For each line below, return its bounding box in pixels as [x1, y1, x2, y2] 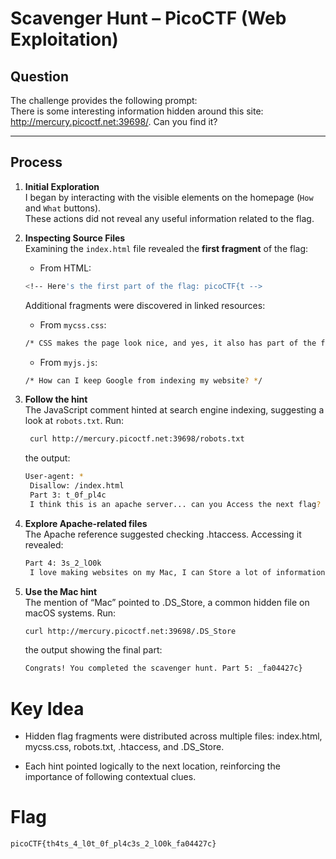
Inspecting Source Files [24, 232, 126, 244]
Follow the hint [24, 393, 88, 406]
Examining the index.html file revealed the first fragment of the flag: [24, 242, 309, 254]
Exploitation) [10, 28, 119, 51]
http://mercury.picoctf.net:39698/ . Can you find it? [10, 116, 218, 127]
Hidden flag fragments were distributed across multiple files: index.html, [24, 730, 323, 742]
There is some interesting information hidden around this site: [10, 105, 264, 117]
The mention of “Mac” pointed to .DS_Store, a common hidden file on [24, 596, 310, 608]
